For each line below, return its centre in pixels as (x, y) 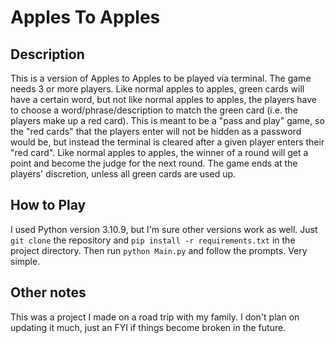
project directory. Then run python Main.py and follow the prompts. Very (159, 250)
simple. (25, 261)
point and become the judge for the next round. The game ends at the (154, 163)
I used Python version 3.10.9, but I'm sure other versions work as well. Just (164, 229)
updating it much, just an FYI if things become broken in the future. (148, 327)
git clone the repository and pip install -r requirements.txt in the (153, 240)
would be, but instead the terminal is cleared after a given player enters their (167, 142)
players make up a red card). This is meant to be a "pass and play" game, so (167, 120)
